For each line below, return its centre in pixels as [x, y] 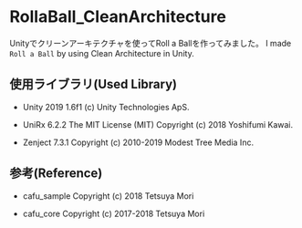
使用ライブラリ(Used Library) [94, 84]
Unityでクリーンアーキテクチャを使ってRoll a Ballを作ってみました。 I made [151, 43]
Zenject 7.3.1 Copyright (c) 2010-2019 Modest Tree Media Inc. [138, 142]
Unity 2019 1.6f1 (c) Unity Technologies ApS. [106, 107]
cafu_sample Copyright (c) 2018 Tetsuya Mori [108, 196]
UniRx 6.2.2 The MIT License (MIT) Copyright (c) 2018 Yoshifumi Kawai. [158, 124]
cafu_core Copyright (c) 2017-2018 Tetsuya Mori [114, 213]
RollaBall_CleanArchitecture [118, 17]
